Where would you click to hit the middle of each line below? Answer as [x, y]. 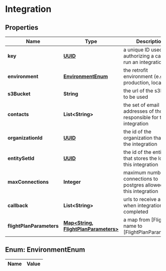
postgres [134, 185]
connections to [141, 179]
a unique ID [136, 50]
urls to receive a [142, 199]
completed [136, 212]
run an [131, 62]
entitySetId [21, 158]
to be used [136, 97]
